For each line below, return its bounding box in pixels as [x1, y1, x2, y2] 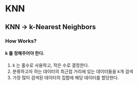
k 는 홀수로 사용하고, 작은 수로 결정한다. [12, 62, 90, 68]
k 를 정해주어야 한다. [5, 50, 45, 56]
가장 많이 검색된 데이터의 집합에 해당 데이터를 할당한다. [12, 75, 119, 81]
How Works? [5, 38, 37, 44]
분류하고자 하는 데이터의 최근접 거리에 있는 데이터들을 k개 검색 [12, 68, 134, 74]
